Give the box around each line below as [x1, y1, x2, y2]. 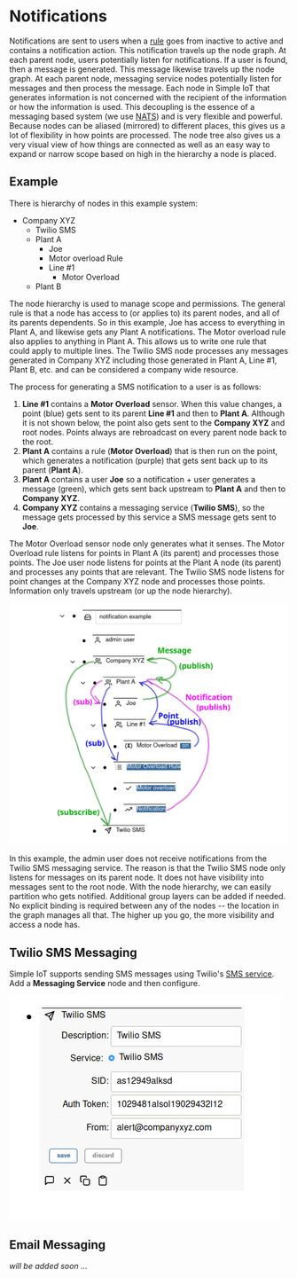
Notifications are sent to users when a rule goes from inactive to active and [9, 35, 284, 46]
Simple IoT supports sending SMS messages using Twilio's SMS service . [9, 968, 275, 979]
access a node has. [9, 920, 81, 930]
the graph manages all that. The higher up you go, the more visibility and [9, 910, 275, 921]
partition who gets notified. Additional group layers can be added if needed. [9, 891, 286, 902]
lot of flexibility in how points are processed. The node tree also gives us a [9, 129, 281, 140]
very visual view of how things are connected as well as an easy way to [9, 139, 270, 150]
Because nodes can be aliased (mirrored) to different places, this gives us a [9, 120, 285, 130]
